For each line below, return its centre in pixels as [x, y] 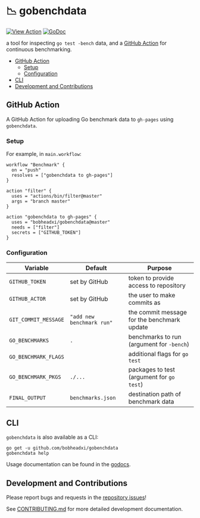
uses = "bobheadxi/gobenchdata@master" [61, 222]
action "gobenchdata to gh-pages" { [51, 217]
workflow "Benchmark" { [36, 165]
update [138, 327]
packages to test [152, 370]
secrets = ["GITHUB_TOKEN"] [46, 233]
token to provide [151, 278]
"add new [82, 317]
